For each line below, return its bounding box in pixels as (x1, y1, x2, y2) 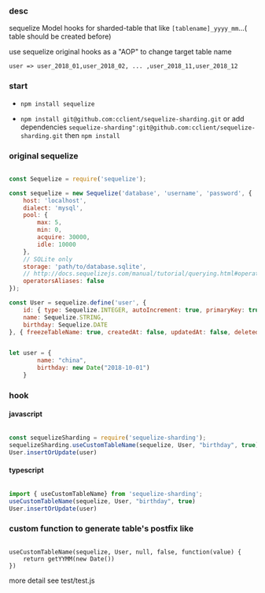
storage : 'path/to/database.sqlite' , (23, 263, 147, 270)
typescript (9, 465, 44, 475)
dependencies (20, 122, 68, 132)
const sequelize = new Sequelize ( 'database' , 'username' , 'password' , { (9, 189, 252, 197)
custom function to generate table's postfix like (9, 523, 194, 534)
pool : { (23, 211, 48, 219)
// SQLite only (23, 255, 73, 263)
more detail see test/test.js (9, 576, 95, 585)
